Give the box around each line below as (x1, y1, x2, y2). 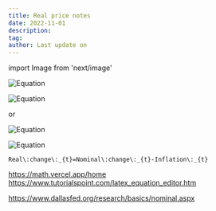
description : (8, 26, 52, 34)
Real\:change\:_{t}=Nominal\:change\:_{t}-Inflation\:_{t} (8, 156, 209, 164)
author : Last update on (8, 41, 88, 49)
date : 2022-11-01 (8, 19, 66, 27)
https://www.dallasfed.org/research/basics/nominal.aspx (8, 193, 195, 203)
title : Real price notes (8, 11, 91, 20)
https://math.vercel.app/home (8, 170, 107, 179)
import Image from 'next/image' (8, 63, 113, 72)
